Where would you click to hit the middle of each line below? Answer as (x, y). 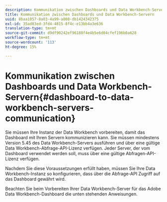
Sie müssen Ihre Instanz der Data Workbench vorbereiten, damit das (75, 132)
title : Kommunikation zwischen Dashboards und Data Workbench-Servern (80, 14)
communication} (40, 118)
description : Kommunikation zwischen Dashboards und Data (66, 10)
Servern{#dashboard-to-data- (70, 97)
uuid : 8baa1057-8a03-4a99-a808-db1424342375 (52, 19)
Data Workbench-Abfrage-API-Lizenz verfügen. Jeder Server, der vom (78, 148)
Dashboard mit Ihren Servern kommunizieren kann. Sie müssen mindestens (82, 137)
